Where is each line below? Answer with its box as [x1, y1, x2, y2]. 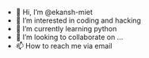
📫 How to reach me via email [15, 42, 113, 50]
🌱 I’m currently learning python [15, 24, 117, 33]
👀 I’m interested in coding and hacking [15, 16, 141, 25]
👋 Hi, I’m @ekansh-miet [15, 8, 94, 16]
